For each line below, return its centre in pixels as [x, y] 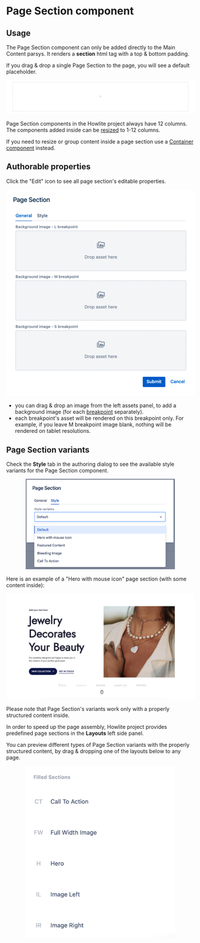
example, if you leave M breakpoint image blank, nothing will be [93, 425]
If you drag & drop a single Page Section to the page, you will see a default [98, 65]
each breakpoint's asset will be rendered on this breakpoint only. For [99, 418]
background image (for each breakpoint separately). [79, 412]
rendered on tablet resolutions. [53, 431]
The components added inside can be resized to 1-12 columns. [83, 130]
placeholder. [21, 72]
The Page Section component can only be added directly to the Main [91, 47]
